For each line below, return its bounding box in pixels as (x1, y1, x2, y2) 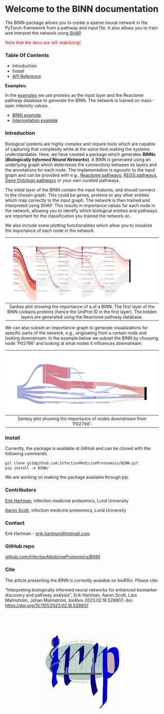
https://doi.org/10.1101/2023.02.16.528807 (5, 602, 89, 608)
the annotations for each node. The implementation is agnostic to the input (5, 167, 155, 172)
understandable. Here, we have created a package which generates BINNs (5, 151, 156, 157)
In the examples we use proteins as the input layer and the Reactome (5, 92, 144, 98)
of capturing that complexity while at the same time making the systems (5, 146, 150, 152)
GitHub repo (5, 542, 35, 549)
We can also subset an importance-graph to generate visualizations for (5, 325, 148, 331)
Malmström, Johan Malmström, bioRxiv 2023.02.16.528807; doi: (5, 597, 133, 603)
